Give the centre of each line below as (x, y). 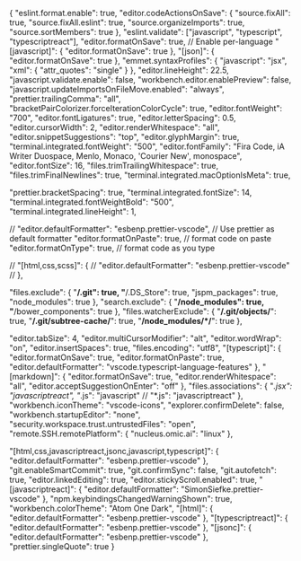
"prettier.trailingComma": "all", (65, 99)
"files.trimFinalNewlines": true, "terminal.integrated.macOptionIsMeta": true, (150, 175)
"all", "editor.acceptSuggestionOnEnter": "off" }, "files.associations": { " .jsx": (151, 386)
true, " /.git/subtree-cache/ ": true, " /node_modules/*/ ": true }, (126, 321)
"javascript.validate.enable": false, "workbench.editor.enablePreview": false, (150, 79)
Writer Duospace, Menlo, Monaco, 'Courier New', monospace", (126, 156)
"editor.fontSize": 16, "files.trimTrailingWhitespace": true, (114, 166)
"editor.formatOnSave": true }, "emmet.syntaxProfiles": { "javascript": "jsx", (148, 61)
